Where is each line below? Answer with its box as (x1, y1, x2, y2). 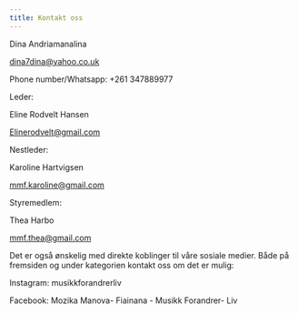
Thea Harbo (9, 215, 55, 226)
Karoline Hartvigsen (9, 161, 84, 173)
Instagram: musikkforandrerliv (9, 277, 123, 288)
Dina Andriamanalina (9, 38, 87, 49)
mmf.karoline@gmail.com (9, 179, 104, 190)
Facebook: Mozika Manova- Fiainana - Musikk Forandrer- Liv (9, 295, 238, 306)
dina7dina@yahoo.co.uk (9, 56, 100, 66)
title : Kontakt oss (9, 13, 84, 23)
